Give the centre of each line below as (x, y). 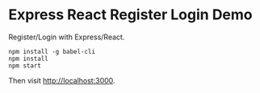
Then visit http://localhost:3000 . (62, 80)
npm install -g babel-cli (52, 51)
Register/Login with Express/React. (67, 37)
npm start (25, 66)
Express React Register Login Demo (130, 15)
